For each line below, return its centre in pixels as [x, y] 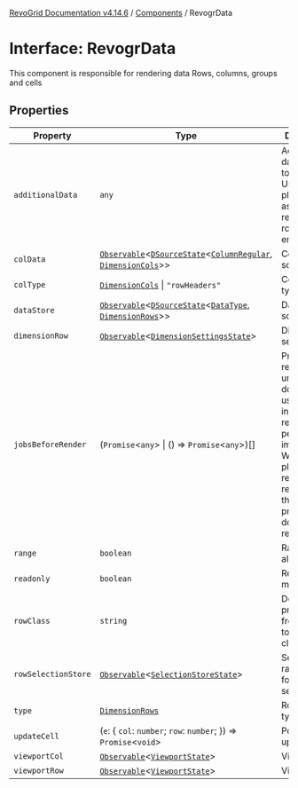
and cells [26, 83]
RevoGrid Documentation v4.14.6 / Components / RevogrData [121, 13]
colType [30, 284]
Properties [39, 110]
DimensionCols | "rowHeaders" [161, 285]
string [114, 621]
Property [52, 135]
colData [30, 259]
